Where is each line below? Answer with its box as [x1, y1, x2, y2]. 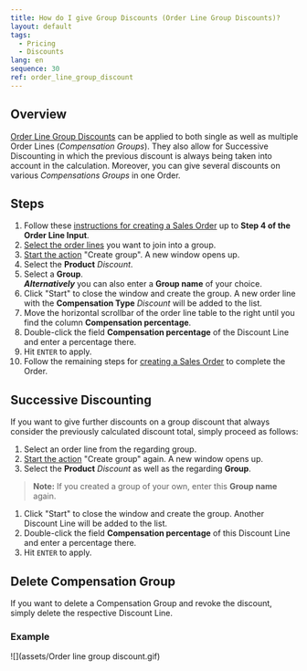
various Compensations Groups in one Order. [10, 170, 181, 181]
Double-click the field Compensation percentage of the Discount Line [23, 327, 290, 338]
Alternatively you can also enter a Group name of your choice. [23, 278, 263, 289]
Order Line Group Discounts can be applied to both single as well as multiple [10, 131, 299, 142]
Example [10, 630, 50, 643]
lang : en [10, 56, 44, 65]
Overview [10, 107, 68, 122]
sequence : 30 [10, 65, 60, 74]
